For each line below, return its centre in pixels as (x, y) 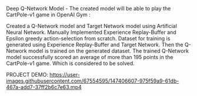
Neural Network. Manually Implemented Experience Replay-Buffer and (91, 32)
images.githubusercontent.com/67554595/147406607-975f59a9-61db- (93, 81)
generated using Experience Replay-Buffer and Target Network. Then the (95, 44)
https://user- (65, 75)
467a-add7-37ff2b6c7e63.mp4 (44, 87)
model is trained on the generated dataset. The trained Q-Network (109, 51)
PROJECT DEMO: (27, 75)
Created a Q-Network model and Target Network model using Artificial (92, 26)
